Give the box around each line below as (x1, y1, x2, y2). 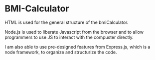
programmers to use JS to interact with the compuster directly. (4, 34, 134, 40)
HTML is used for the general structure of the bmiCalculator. (4, 19, 129, 25)
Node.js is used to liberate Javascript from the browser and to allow (4, 29, 144, 35)
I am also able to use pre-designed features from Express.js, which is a (4, 44, 151, 50)
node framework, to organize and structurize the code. (4, 49, 118, 55)
